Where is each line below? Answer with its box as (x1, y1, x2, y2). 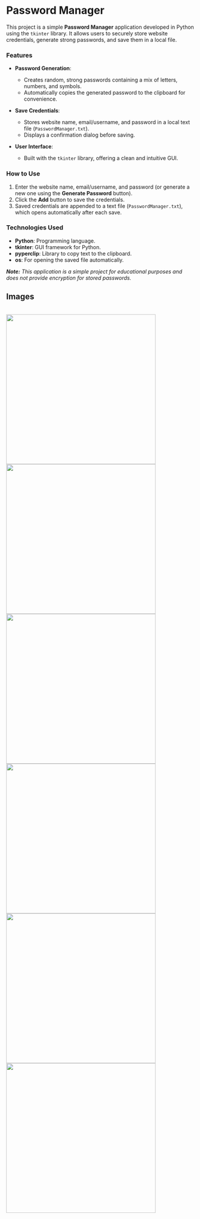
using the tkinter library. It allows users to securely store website (6, 29, 168, 37)
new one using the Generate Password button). (14, 189, 133, 196)
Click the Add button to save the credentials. (14, 196, 125, 203)
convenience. (23, 95, 58, 102)
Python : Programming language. (14, 237, 96, 244)
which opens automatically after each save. (14, 208, 122, 216)
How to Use (6, 170, 41, 178)
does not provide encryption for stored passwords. (6, 274, 131, 282)
